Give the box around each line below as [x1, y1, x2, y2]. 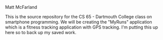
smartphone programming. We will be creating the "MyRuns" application [5, 19, 153, 25]
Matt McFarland [5, 4, 37, 10]
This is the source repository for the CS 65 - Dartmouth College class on [5, 14, 152, 19]
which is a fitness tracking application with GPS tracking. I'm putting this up [5, 24, 159, 30]
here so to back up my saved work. [5, 30, 77, 35]
